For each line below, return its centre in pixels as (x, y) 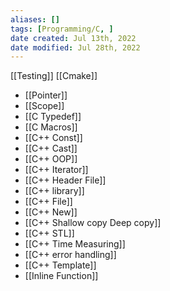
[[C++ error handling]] (70, 255)
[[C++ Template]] (60, 265)
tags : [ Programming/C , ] (62, 29)
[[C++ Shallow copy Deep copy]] (93, 223)
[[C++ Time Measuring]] (75, 244)
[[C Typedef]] (53, 117)
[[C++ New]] (51, 212)
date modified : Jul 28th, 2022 (75, 47)
